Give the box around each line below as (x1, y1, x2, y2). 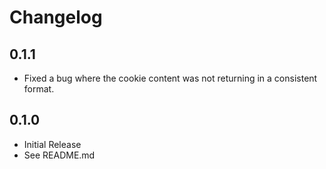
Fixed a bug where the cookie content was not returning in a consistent (23, 72, 318, 84)
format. (23, 83, 55, 95)
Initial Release (23, 138, 82, 150)
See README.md (23, 149, 96, 161)
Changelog (9, 6, 103, 29)
